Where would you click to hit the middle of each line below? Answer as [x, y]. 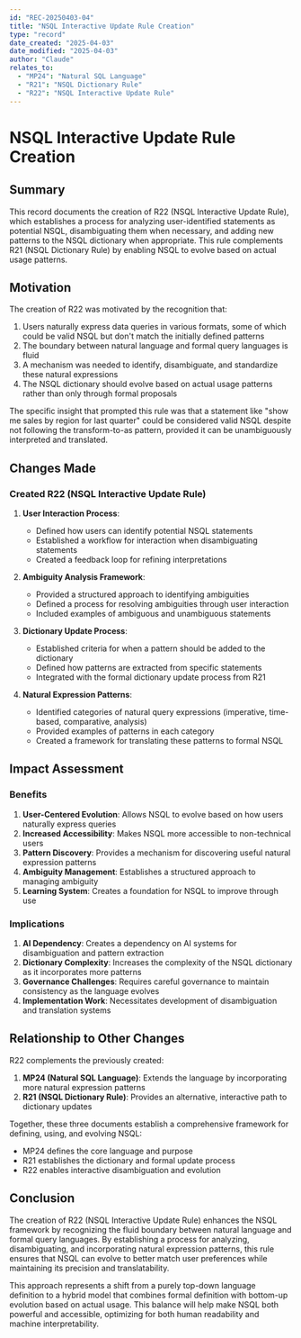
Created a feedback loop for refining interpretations [131, 560]
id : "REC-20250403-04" [52, 18]
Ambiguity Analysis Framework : [84, 577]
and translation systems [66, 1010]
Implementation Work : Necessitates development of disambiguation [150, 1000]
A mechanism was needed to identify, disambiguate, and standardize [150, 365]
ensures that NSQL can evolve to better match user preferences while [138, 1258]
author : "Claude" [42, 59]
